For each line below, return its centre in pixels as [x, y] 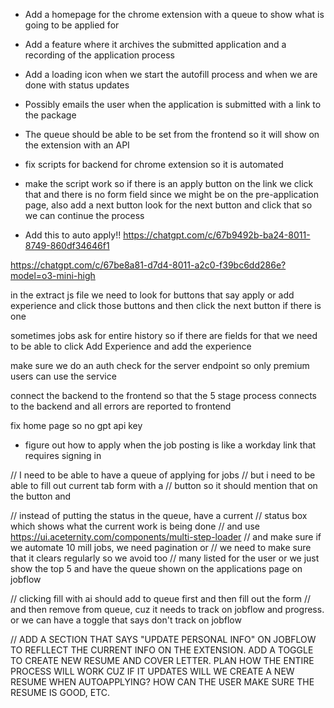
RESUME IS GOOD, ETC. [60, 692]
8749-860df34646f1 [67, 245]
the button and [41, 496]
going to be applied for [72, 25]
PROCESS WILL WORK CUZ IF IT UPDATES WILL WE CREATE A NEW [152, 671]
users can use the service [63, 376]
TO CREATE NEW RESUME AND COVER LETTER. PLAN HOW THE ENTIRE [162, 660]
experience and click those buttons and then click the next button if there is [166, 305]
